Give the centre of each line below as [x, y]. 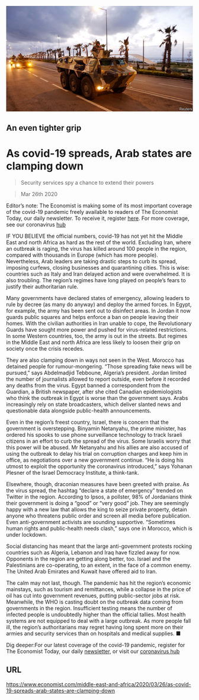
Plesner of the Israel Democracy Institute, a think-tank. [73, 472]
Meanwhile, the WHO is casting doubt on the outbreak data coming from [95, 602]
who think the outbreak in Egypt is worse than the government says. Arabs [97, 398]
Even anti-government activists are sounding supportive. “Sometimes [91, 522]
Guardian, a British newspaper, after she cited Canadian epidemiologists [94, 392]
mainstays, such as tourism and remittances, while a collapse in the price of [99, 589]
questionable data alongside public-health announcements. [79, 411]
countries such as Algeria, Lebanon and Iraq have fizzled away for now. [93, 552]
